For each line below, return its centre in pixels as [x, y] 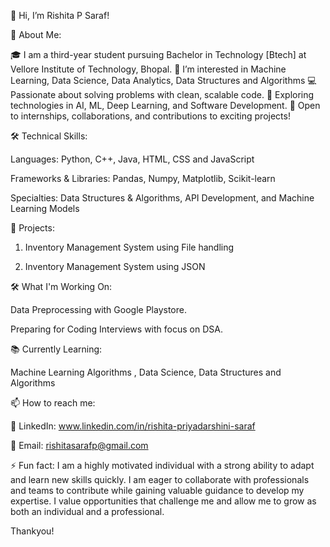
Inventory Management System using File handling [129, 247]
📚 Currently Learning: [56, 349]
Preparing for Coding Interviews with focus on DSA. [116, 329]
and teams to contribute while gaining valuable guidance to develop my [157, 490]
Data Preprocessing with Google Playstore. [98, 309]
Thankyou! [32, 531]
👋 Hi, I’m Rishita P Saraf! [60, 15]
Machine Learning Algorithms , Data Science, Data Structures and [146, 372]
